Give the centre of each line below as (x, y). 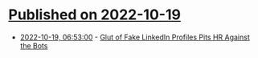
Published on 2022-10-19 (94, 15)
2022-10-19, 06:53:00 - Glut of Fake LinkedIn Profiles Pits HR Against (135, 37)
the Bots (34, 45)
